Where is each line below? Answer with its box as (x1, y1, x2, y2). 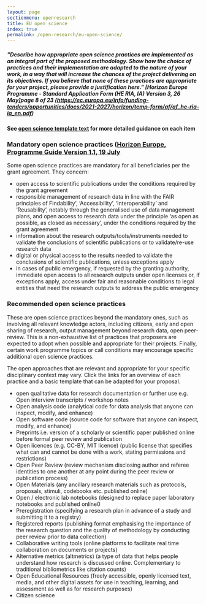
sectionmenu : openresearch (7, 15, 76, 21)
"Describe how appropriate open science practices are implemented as (7, 50, 194, 58)
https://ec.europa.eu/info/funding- (56, 96, 149, 104)
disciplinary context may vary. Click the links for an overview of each (7, 371, 181, 378)
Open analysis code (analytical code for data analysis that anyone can (15, 402, 194, 410)
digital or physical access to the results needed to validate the (15, 252, 173, 259)
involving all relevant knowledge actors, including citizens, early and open (7, 320, 194, 327)
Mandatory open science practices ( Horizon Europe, (7, 140, 167, 149)
